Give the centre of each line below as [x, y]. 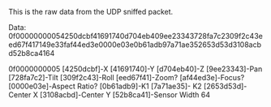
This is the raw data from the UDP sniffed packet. [91, 12]
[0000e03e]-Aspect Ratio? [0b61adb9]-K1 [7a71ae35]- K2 [105, 86]
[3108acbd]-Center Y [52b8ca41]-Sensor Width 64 [125, 95]
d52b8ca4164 [32, 53]
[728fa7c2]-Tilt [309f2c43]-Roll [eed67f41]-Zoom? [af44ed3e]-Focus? [127, 77]
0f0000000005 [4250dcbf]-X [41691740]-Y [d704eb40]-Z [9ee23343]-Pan [135, 69]
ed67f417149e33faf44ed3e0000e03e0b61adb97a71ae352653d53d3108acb [135, 45]
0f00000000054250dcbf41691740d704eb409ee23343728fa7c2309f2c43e [136, 36]
